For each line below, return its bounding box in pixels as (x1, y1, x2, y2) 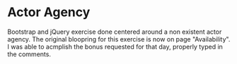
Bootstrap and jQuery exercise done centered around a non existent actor (7, 27, 222, 36)
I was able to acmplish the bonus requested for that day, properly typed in (7, 42, 223, 51)
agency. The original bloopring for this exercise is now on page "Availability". (7, 34, 231, 43)
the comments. (7, 50, 52, 58)
